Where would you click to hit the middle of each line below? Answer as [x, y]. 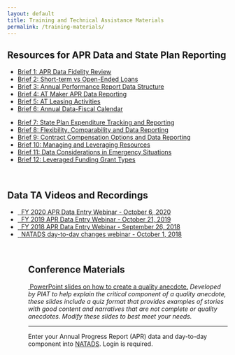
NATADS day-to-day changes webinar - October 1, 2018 [101, 234]
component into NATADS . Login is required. [90, 344]
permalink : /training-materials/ [56, 27]
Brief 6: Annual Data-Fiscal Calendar [70, 109]
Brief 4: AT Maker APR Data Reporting [72, 94]
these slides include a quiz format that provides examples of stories [126, 301]
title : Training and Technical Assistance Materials [86, 20]
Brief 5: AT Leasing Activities [59, 101]
